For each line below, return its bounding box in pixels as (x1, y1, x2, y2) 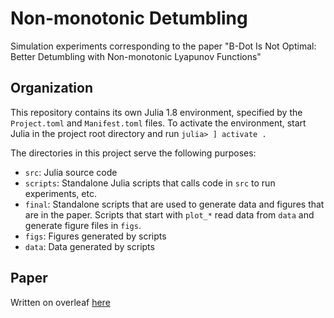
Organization (10, 80, 93, 97)
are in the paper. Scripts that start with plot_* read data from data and (24, 208, 315, 221)
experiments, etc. (24, 187, 97, 199)
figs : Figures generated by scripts (24, 230, 167, 242)
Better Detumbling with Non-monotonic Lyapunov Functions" (10, 50, 262, 62)
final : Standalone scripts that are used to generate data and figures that (24, 198, 325, 210)
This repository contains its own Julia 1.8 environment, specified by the (10, 106, 303, 118)
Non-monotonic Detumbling (10, 7, 248, 30)
